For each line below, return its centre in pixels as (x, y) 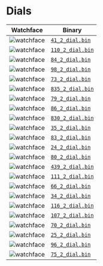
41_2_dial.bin (71, 40)
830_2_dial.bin (72, 118)
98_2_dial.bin (71, 69)
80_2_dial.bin (71, 157)
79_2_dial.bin (71, 98)
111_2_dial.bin (72, 176)
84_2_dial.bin (71, 59)
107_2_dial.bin (72, 215)
